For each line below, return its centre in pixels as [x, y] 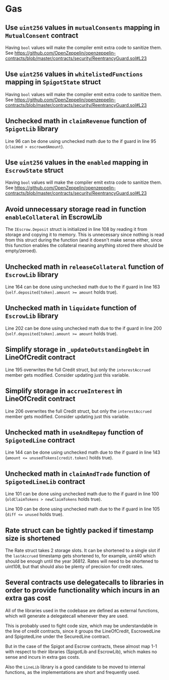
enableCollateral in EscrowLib [54, 217]
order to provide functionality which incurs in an [82, 590]
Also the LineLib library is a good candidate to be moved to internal [75, 667]
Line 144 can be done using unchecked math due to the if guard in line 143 [83, 452]
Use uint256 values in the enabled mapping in [77, 163]
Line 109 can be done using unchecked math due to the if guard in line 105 [82, 509]
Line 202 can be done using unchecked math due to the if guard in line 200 [83, 328]
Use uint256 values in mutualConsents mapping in [83, 28]
